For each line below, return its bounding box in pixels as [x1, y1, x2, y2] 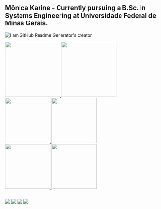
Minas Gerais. [5, 19, 48, 27]
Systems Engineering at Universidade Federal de [5, 12, 157, 20]
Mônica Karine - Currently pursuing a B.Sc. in [5, 4, 146, 12]
